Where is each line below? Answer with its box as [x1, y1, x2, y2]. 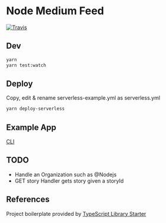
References [6, 195, 50, 205]
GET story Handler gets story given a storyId [14, 177, 124, 184]
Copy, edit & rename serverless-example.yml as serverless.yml [6, 94, 161, 101]
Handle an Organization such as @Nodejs [14, 171, 117, 178]
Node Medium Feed [6, 4, 104, 18]
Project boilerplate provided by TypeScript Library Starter [6, 210, 146, 217]
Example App [6, 122, 56, 132]
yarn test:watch [6, 62, 46, 68]
